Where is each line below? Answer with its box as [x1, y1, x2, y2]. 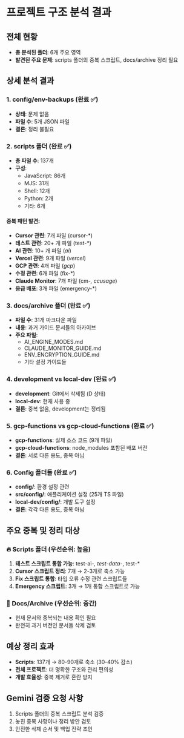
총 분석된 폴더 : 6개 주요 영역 [15, 49, 81, 56]
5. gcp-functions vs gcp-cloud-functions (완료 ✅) [6, 421, 154, 430]
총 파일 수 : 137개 [15, 157, 54, 164]
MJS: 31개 [24, 179, 50, 186]
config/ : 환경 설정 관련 [15, 483, 70, 490]
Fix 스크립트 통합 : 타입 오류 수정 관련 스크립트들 [15, 575, 128, 582]
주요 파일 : [15, 331, 38, 339]
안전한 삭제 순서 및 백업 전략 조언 [15, 725, 93, 733]
